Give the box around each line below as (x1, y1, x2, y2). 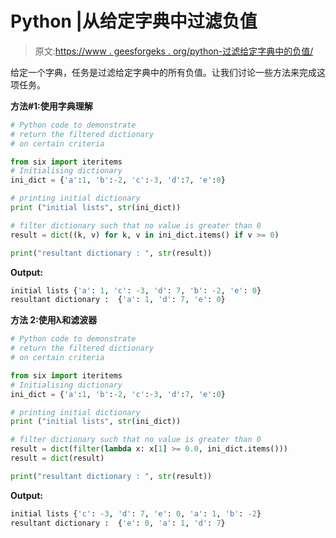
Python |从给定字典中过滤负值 (10, 10, 258, 33)
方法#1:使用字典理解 (10, 100, 93, 112)
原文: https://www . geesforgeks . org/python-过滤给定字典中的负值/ (34, 45, 314, 57)
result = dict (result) (10, 453, 105, 464)
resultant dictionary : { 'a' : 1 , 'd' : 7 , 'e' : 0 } (10, 295, 226, 305)
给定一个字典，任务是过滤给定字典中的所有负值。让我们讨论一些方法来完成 (10, 66, 317, 78)
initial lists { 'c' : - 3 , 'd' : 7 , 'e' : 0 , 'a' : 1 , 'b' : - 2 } (10, 508, 262, 519)
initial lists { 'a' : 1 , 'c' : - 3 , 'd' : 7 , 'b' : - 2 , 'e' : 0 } (10, 285, 262, 296)
